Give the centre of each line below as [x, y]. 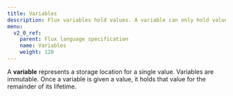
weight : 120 [37, 52]
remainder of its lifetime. [42, 86]
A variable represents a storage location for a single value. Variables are [111, 71]
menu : [15, 26]
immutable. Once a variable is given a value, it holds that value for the [106, 79]
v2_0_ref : [27, 33]
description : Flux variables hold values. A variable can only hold [108, 20]
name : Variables [43, 46]
